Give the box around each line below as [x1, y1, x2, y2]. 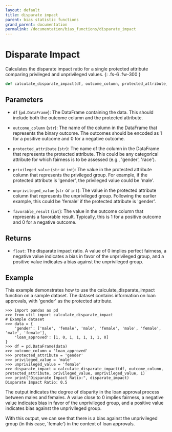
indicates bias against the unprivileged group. [5, 405, 102, 411]
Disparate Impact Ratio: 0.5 [5, 380, 68, 385]
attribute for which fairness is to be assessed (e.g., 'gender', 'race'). [12, 156, 156, 163]
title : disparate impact [5, 12, 58, 17]
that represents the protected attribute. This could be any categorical [12, 151, 159, 157]
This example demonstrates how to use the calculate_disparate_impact [5, 287, 155, 293]
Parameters [5, 96, 44, 104]
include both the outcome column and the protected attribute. [12, 114, 143, 121]
